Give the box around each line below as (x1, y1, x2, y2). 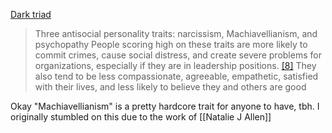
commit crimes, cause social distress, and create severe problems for (34, 49, 322, 61)
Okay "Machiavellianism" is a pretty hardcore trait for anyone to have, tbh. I (10, 100, 320, 112)
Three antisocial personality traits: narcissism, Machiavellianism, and (34, 28, 318, 39)
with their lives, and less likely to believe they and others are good (34, 81, 307, 93)
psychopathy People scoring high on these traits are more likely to (34, 39, 308, 50)
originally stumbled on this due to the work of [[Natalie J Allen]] (10, 111, 272, 123)
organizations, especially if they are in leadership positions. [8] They (34, 60, 317, 71)
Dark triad (10, 9, 52, 20)
